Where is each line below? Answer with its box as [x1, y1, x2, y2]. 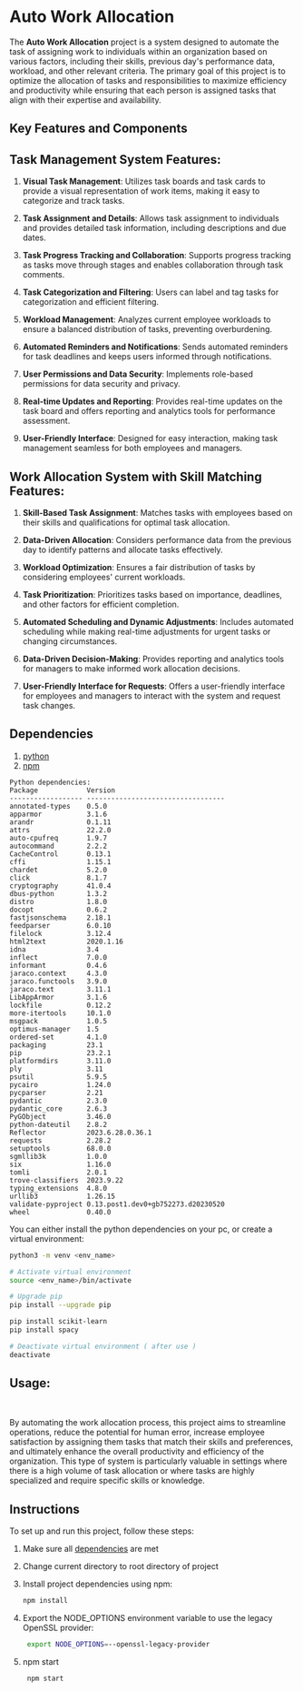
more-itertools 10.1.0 [9, 1008, 112, 1018]
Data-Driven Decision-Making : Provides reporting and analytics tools [22, 653, 284, 664]
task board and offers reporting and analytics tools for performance [22, 406, 276, 417]
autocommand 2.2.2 [9, 841, 107, 851]
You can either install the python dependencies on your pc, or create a [9, 1224, 273, 1234]
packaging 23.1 [9, 1040, 103, 1050]
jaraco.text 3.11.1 [9, 984, 112, 993]
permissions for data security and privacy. [22, 378, 181, 389]
